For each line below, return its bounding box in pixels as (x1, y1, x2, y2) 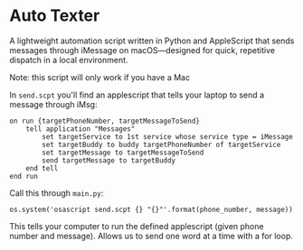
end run (9, 171, 39, 181)
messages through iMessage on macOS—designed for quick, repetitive (9, 44, 276, 55)
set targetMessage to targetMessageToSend (42, 148, 204, 157)
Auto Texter (9, 5, 100, 26)
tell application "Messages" (25, 124, 136, 134)
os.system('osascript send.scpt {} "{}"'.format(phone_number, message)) (9, 205, 294, 214)
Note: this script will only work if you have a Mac (9, 71, 191, 82)
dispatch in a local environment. (9, 54, 128, 65)
